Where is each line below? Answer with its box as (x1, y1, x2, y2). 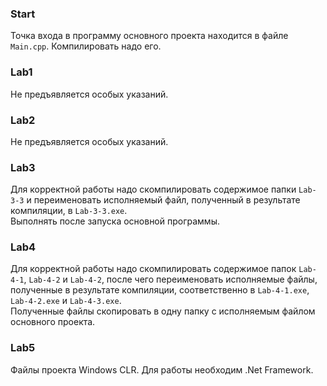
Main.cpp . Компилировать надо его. (10, 40, 162, 52)
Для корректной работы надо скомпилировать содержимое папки (10, 183, 297, 196)
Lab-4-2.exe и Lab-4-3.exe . (10, 295, 122, 307)
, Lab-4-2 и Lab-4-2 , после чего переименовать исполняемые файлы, (23, 273, 318, 286)
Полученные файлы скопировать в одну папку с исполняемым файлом (10, 305, 316, 317)
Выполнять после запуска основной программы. (10, 215, 220, 227)
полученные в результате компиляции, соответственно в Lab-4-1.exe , (10, 284, 310, 296)
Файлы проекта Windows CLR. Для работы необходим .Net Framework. (10, 363, 314, 376)
